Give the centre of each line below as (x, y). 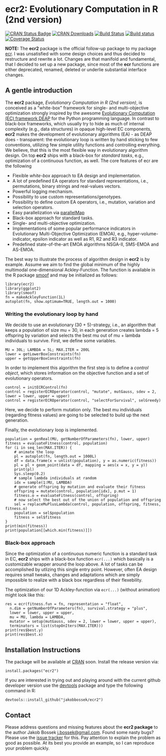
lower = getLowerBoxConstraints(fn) (43, 354)
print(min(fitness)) (27, 526)
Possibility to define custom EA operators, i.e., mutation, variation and (84, 202)
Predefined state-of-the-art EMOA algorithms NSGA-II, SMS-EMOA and (85, 244)
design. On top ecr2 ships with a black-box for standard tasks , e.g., (75, 155)
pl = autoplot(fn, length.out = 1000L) (55, 457)
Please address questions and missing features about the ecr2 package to (82, 727)
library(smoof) (21, 293)
